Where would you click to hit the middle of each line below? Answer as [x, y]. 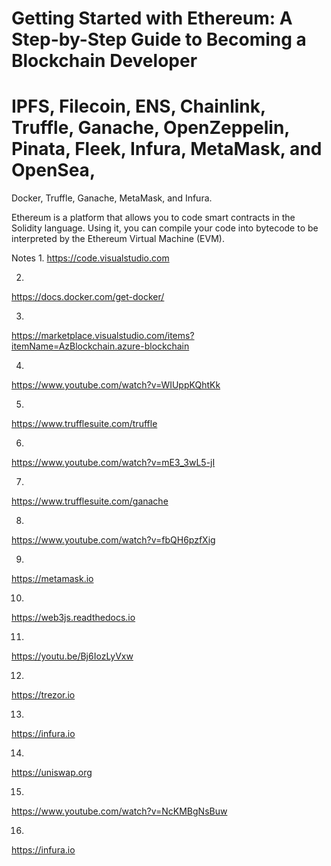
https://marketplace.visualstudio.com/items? [103, 336]
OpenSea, [53, 170]
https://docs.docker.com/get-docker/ [88, 297]
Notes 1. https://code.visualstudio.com [90, 258]
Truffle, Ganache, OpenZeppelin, [150, 128]
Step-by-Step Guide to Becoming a [159, 39]
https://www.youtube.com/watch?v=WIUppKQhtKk [116, 385]
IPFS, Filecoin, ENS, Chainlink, [138, 106]
